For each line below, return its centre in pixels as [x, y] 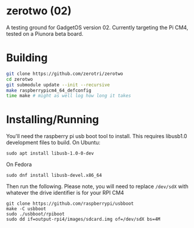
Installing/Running [53, 120]
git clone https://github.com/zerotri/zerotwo [65, 74]
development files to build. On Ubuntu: [53, 143]
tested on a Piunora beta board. [45, 33]
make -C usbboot [26, 209]
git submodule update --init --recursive [58, 85]
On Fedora [19, 164]
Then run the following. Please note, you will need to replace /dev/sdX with [97, 186]
